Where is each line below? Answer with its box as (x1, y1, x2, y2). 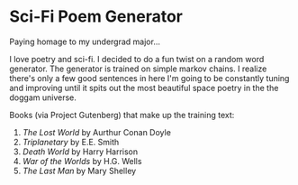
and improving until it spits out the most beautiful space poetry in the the (9, 82, 279, 93)
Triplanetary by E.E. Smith (22, 136, 120, 147)
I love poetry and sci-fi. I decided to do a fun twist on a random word (9, 53, 265, 64)
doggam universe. (9, 92, 77, 103)
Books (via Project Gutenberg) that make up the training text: (9, 109, 235, 120)
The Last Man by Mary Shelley (22, 165, 137, 176)
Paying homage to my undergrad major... (9, 36, 160, 47)
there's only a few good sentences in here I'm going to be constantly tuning (9, 72, 290, 83)
